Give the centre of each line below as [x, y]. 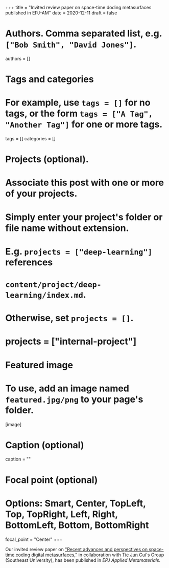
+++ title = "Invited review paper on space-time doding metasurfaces [78, 7]
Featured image [39, 365]
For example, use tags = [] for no [78, 103]
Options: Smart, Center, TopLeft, [76, 503]
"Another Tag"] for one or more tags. [84, 124]
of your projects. [41, 194]
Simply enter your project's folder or [84, 217]
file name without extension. [67, 228]
